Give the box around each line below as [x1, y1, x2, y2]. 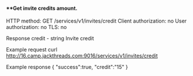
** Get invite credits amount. [6, 5, 78, 12]
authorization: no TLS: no [6, 24, 67, 31]
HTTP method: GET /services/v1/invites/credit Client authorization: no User [6, 17, 187, 24]
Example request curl [6, 46, 57, 53]
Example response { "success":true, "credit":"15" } [6, 64, 128, 71]
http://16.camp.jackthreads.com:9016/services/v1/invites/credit [6, 52, 158, 59]
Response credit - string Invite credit [6, 35, 95, 42]
